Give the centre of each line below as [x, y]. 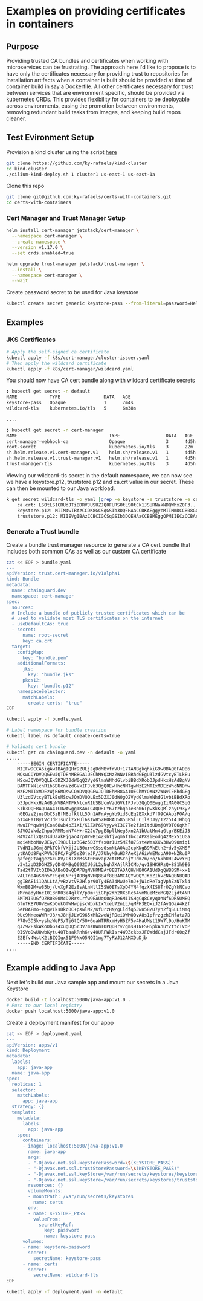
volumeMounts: [46, 1191]
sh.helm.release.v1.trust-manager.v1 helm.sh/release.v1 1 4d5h [101, 458]
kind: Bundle [23, 579]
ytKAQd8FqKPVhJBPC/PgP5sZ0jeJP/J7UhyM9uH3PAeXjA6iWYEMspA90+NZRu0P [104, 853]
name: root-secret [45, 636]
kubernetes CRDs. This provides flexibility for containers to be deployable [98, 99]
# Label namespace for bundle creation [56, 730]
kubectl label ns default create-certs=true [63, 736]
